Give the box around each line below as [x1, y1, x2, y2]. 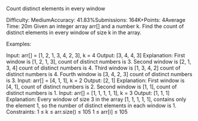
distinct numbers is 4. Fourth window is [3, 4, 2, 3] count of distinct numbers [6, 71, 193, 77]
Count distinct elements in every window [6, 5, 105, 12]
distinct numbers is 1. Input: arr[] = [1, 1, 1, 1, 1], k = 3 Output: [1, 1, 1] [6, 90, 170, 96]
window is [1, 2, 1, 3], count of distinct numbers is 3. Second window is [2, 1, [6, 58, 191, 65]
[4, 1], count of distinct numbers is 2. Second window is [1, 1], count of [6, 83, 177, 90]
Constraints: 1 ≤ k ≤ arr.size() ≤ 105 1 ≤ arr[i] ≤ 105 [6, 109, 128, 115]
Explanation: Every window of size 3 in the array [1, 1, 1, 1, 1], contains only [6, 96, 187, 103]
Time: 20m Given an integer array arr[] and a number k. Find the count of [6, 23, 184, 30]
